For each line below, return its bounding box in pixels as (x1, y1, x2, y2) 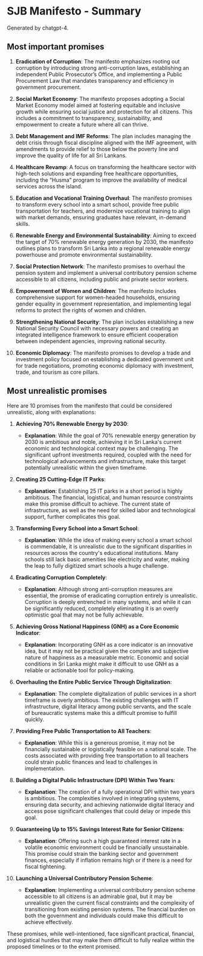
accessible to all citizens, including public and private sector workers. (15, 275, 189, 283)
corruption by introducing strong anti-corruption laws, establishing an (15, 64, 189, 71)
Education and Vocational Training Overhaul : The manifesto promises (15, 194, 192, 202)
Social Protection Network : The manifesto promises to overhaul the (15, 263, 185, 270)
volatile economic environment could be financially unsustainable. (24, 844, 189, 851)
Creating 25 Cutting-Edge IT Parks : (15, 475, 106, 483)
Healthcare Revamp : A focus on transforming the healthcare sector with (15, 163, 197, 170)
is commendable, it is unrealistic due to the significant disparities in (24, 542, 192, 550)
